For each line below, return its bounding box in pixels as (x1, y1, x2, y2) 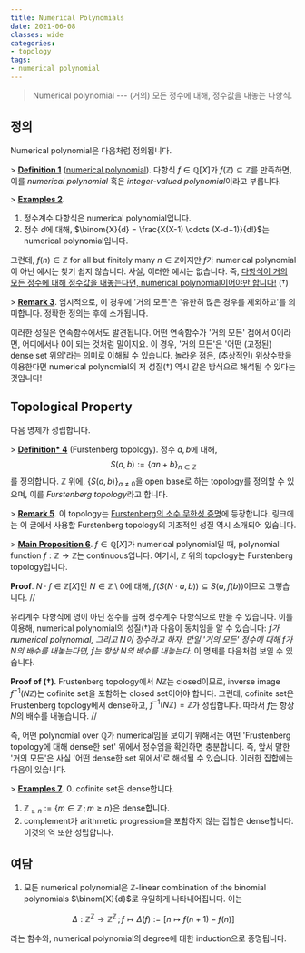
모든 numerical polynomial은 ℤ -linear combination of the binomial (23, 882, 267, 893)
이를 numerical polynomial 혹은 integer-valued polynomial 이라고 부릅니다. (10, 175, 281, 186)
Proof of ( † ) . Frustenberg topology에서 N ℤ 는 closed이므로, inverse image (10, 676, 280, 687)
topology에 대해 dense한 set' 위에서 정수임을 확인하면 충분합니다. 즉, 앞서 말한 (10, 742, 290, 752)
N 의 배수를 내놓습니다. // (10, 711, 98, 722)
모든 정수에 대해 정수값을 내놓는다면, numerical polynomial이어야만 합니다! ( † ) (10, 277, 289, 288)
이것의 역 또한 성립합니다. (23, 827, 114, 838)
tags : (10, 55, 31, 64)
